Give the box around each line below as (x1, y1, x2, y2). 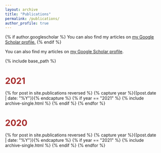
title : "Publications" (5, 12, 51, 17)
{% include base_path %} (5, 58, 56, 64)
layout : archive (5, 7, 38, 12)
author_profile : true (5, 20, 49, 26)
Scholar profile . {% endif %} (5, 39, 62, 45)
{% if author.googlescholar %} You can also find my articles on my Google (5, 34, 154, 40)
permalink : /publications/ (5, 16, 60, 21)
